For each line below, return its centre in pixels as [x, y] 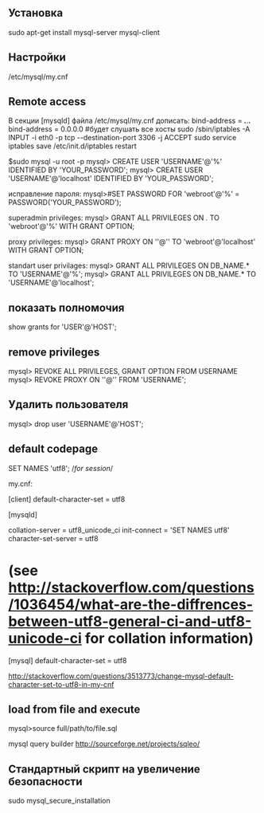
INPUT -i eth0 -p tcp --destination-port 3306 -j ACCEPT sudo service [122, 138]
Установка [36, 13]
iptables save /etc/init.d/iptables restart [72, 146]
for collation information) [169, 638]
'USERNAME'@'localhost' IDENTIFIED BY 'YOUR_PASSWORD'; [111, 179]
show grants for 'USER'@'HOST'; [62, 327]
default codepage [53, 449]
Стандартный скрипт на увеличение [104, 769]
